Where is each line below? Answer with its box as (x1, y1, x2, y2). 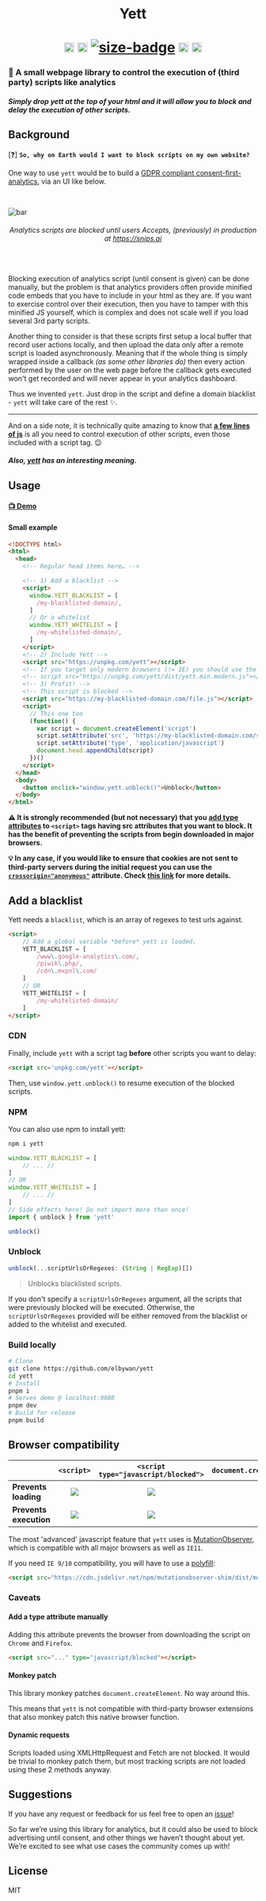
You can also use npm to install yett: (8, 1124, 127, 1134)
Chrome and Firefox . (8, 1638, 73, 1648)
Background (8, 128, 70, 141)
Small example (8, 522, 58, 532)
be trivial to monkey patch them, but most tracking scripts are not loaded (8, 1756, 246, 1766)
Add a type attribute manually (8, 1612, 108, 1621)
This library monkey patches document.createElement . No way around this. (8, 1688, 250, 1698)
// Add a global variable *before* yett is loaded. (22, 937, 196, 945)
